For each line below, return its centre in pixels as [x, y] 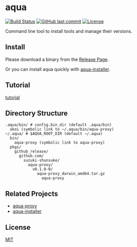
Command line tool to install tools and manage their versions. [69, 31]
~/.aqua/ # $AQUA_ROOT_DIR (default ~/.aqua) [54, 134]
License [18, 227]
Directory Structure [37, 113]
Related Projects [32, 193]
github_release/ [32, 152]
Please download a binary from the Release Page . [57, 59]
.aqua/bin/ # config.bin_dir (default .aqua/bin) [59, 125]
